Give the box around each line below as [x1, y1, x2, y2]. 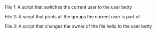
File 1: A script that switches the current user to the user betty [5, 4, 132, 10]
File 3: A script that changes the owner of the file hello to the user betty [5, 23, 152, 29]
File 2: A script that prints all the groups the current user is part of [5, 14, 140, 19]
